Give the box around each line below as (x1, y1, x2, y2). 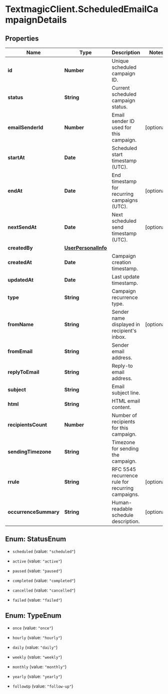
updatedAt (7, 276, 34, 283)
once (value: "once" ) (12, 625, 53, 631)
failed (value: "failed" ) (12, 597, 62, 603)
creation (111, 259, 131, 265)
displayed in (111, 321, 140, 328)
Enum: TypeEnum (5, 611, 61, 620)
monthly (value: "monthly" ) (12, 663, 66, 669)
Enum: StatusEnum (5, 535, 66, 543)
